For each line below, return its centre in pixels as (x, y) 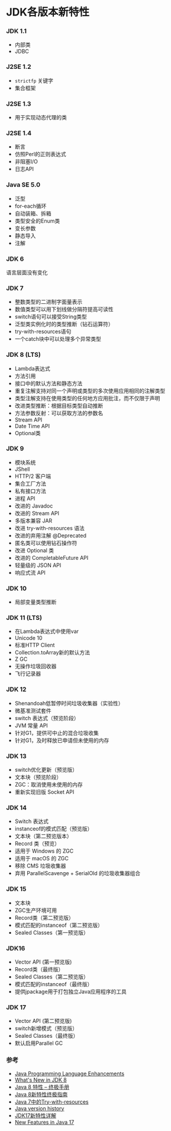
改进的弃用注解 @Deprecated (51, 536)
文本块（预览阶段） (38, 777)
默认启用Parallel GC (39, 1043)
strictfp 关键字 (34, 80)
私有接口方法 (30, 491)
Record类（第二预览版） (44, 917)
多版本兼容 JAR (33, 521)
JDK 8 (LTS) (24, 355)
